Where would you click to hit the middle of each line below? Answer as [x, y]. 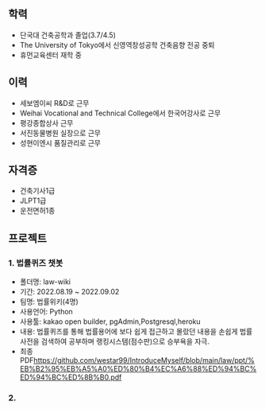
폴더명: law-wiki [45, 282]
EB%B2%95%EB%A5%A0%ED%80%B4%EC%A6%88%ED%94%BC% [138, 369]
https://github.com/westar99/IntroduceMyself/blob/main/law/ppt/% [144, 360]
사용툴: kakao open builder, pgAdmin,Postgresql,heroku [110, 321]
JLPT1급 [33, 201]
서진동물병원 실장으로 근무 [60, 133]
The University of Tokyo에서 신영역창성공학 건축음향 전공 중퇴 [117, 45]
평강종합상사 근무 [46, 123]
